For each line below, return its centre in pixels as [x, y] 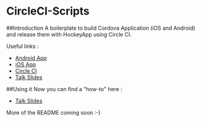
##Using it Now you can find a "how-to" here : [64, 89]
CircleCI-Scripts [48, 11]
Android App [31, 58]
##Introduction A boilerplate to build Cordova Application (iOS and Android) [101, 28]
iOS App [26, 64]
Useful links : [22, 46]
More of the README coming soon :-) [53, 112]
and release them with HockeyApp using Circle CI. [69, 34]
